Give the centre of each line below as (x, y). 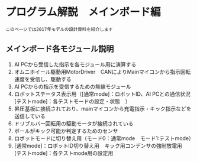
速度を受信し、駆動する (43, 79)
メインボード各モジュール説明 (60, 49)
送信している (30, 116)
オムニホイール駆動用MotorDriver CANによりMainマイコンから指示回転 (102, 72)
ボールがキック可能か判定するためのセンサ (66, 131)
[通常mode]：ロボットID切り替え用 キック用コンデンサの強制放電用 (98, 145)
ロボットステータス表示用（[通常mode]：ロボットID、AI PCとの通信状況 (102, 94)
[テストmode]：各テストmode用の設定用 (64, 153)
